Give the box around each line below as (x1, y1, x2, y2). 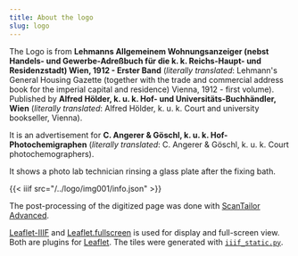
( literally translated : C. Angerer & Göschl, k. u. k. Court (88, 139, 290, 150)
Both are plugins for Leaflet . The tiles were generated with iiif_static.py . (9, 236, 284, 247)
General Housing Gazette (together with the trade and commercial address (9, 74, 284, 85)
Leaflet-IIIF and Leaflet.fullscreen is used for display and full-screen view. (9, 227, 280, 237)
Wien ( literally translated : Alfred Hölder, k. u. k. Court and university (9, 103, 260, 113)
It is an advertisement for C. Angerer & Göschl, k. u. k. (9, 129, 210, 140)
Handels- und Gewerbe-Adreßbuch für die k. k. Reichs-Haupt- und (9, 55, 261, 66)
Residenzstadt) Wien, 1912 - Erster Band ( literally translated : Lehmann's (9, 64, 278, 76)
